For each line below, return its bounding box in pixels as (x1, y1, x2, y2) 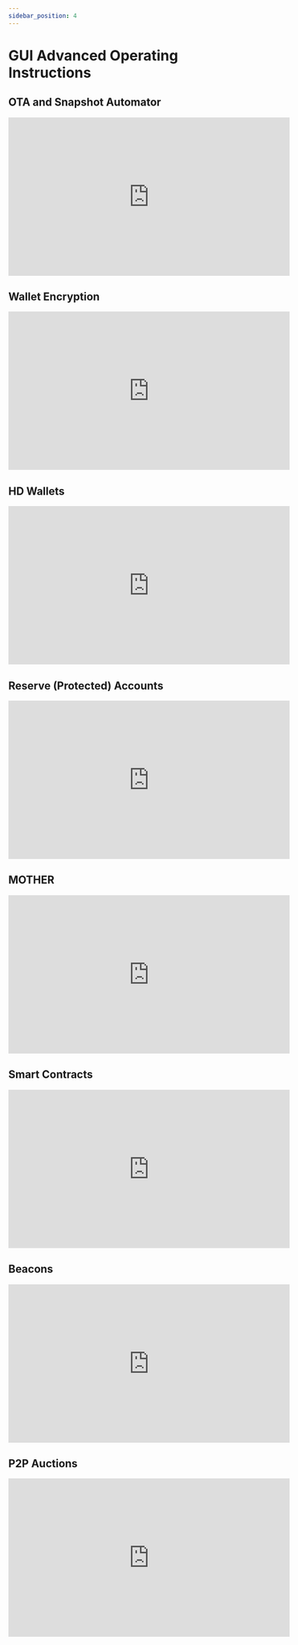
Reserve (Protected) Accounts (8, 679, 164, 693)
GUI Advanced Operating (8, 46, 178, 64)
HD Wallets (8, 484, 65, 498)
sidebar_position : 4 (8, 11, 78, 20)
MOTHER (8, 874, 55, 887)
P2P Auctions (8, 1457, 78, 1470)
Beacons (8, 1262, 54, 1276)
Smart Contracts (8, 1067, 94, 1082)
